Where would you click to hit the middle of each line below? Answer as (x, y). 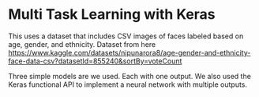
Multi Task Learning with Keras (112, 14)
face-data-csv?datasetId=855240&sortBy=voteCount (95, 61)
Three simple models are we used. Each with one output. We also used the (129, 76)
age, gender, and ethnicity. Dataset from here (82, 44)
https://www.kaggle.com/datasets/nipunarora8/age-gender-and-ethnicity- (129, 52)
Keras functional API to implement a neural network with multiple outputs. (128, 84)
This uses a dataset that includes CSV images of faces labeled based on (126, 36)
